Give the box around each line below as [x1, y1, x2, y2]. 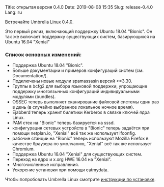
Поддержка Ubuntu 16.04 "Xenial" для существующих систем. [12, 151, 142, 157]
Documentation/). [12, 73, 48, 79]
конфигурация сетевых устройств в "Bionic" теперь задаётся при [12, 125, 150, 131]
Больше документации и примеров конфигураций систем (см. [12, 67, 144, 73]
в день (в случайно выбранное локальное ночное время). [12, 104, 134, 110]
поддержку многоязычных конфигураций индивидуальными [12, 89, 140, 94]
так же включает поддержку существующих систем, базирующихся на [5, 34, 156, 39]
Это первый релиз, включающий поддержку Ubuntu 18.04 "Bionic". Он [5, 29, 153, 34]
